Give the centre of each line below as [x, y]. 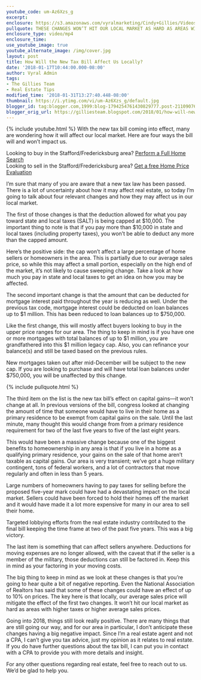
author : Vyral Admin [32, 73]
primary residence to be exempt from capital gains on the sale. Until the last [100, 418]
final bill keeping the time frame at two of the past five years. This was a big [100, 529]
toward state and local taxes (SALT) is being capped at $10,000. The [90, 221]
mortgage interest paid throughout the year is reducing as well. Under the [97, 301]
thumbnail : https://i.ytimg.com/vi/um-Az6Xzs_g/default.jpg [83, 101]
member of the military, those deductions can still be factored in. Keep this [98, 560]
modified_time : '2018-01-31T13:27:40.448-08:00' [68, 95]
